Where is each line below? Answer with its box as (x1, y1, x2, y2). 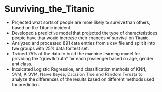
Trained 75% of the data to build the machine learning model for (11, 50, 141, 56)
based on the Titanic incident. (11, 24, 72, 30)
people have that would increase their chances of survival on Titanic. (11, 35, 150, 41)
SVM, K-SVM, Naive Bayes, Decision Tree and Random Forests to (11, 71, 143, 77)
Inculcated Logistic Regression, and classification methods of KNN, (11, 66, 147, 72)
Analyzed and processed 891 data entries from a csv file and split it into (11, 40, 155, 46)
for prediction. (11, 81, 40, 87)
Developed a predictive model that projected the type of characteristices (11, 30, 158, 36)
